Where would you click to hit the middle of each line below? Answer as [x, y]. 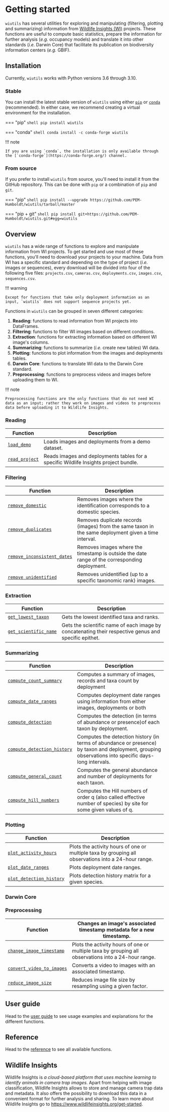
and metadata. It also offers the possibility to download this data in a [76, 1093]
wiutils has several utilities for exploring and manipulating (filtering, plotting [84, 23]
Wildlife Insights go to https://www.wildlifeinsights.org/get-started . [74, 1104]
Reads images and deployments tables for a [95, 456]
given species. [87, 882]
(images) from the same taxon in [116, 526]
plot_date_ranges [28, 867]
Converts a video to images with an [114, 965]
